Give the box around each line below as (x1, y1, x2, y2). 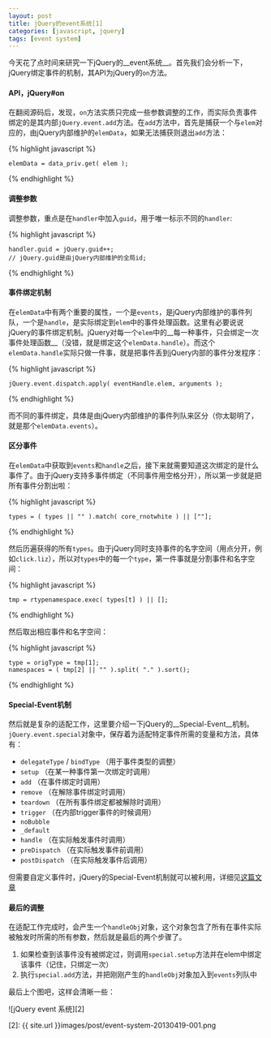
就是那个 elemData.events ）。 (8, 420, 103, 430)
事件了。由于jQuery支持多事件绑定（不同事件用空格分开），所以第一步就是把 (8, 471, 262, 480)
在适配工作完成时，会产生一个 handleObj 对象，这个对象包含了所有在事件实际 (8, 922, 262, 932)
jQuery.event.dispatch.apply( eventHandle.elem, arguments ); (8, 379, 223, 388)
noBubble (19, 818, 50, 826)
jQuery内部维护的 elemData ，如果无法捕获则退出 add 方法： (36, 127, 227, 138)
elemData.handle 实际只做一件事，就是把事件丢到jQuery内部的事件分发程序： (8, 347, 264, 357)
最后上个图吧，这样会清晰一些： (8, 987, 115, 997)
